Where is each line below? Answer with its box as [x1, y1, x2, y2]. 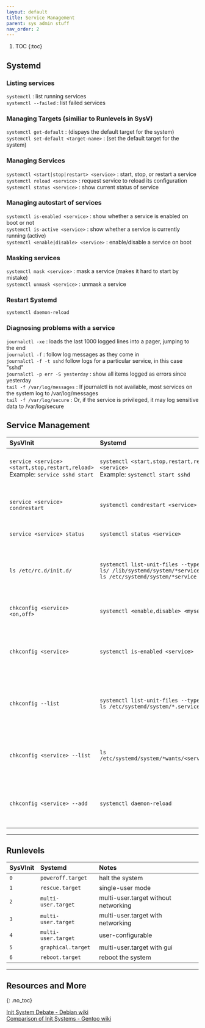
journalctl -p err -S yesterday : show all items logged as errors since [6, 370, 187, 377]
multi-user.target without [98, 894, 172, 902]
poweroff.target [40, 875, 87, 881]
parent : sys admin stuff [6, 20, 70, 26]
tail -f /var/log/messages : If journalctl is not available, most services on [6, 383, 193, 390]
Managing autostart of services [6, 199, 102, 207]
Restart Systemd [6, 296, 57, 304]
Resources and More [6, 980, 87, 991]
